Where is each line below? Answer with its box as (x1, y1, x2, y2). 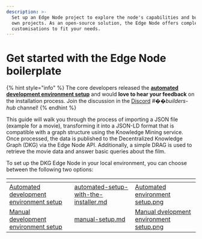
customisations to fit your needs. (11, 25, 101, 32)
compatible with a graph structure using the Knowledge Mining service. (6, 129, 183, 136)
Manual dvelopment (135, 208, 191, 216)
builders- (165, 98, 188, 105)
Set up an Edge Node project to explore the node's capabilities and (11, 14, 189, 20)
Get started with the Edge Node (6, 52, 167, 65)
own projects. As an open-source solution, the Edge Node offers (11, 20, 179, 26)
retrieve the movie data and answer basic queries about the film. (6, 148, 166, 155)
